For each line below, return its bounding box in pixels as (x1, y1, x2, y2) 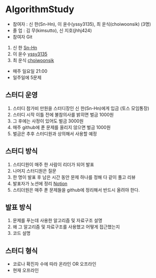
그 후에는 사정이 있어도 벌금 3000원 (12, 118, 84, 124)
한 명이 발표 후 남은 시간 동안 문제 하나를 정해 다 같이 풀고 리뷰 (12, 174, 136, 180)
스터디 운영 (5, 90, 38, 100)
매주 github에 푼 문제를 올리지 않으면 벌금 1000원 (12, 124, 111, 130)
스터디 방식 (5, 147, 38, 156)
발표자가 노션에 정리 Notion (12, 180, 68, 187)
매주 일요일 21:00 (12, 68, 48, 74)
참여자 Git (12, 34, 33, 40)
